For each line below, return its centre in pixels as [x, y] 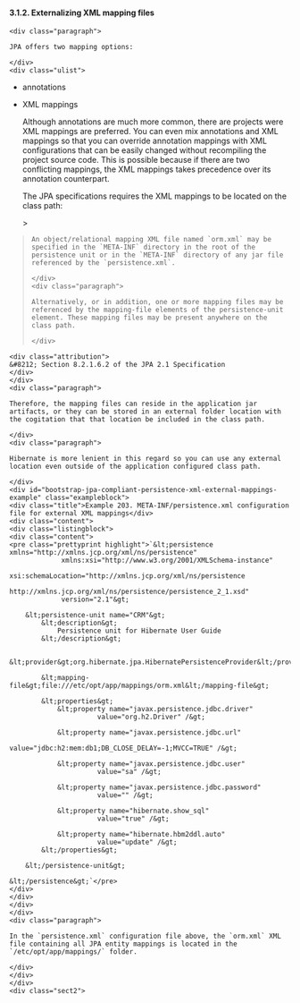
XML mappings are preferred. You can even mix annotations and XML [150, 132]
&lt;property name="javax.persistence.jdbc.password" [159, 787]
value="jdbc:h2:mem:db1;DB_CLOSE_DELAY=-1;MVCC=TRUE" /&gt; [124, 748]
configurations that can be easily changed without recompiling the [144, 150]
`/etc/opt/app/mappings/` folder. [74, 952]
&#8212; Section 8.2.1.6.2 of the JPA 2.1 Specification [117, 365]
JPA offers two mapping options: [71, 47]
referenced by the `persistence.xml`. [103, 263]
